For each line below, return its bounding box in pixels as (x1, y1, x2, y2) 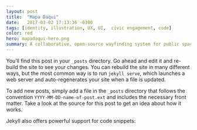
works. (6, 106, 23, 113)
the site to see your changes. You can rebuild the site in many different (19, 63, 190, 70)
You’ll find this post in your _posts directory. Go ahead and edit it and (6, 57, 173, 64)
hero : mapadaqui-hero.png (6, 36, 69, 42)
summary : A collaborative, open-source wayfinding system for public (6, 42, 180, 47)
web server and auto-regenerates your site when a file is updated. (6, 76, 166, 83)
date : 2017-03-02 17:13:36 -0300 (6, 19, 93, 25)
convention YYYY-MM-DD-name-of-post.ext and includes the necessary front (6, 93, 186, 100)
